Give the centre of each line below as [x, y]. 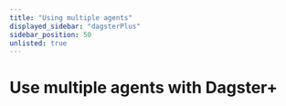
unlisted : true [38, 43]
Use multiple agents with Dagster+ [143, 88]
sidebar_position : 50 [51, 34]
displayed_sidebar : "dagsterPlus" [75, 26]
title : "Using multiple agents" [71, 18]
